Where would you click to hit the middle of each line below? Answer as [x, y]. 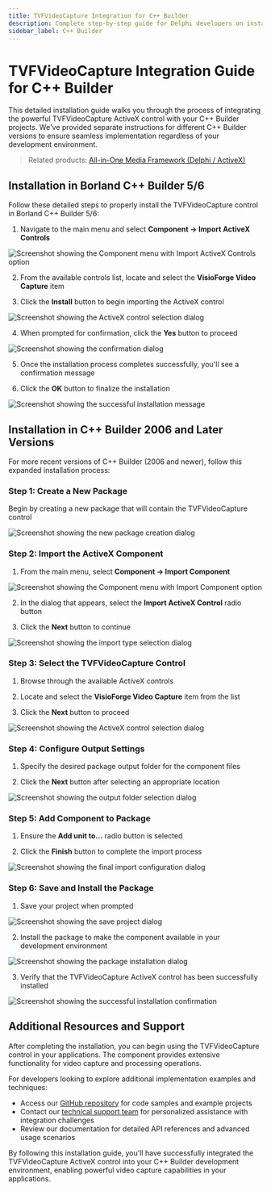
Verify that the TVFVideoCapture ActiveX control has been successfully [139, 976]
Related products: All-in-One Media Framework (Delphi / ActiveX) [137, 160]
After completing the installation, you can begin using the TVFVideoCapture [134, 1046]
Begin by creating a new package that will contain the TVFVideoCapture [128, 508]
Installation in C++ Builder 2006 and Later [116, 430]
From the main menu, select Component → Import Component [125, 571]
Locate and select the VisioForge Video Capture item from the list [130, 696]
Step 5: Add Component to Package [80, 818]
